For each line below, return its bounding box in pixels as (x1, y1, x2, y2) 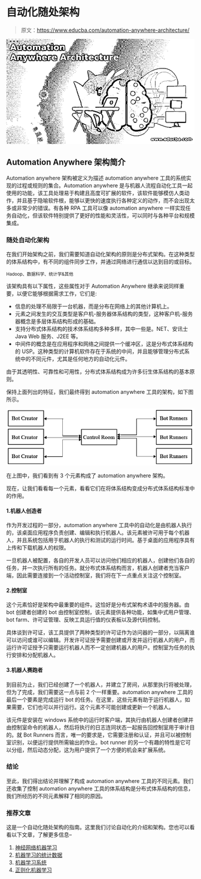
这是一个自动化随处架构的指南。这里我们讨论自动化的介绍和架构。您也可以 (6, 824, 190, 831)
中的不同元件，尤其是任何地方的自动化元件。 (20, 355, 130, 363)
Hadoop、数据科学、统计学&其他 (6, 271, 74, 277)
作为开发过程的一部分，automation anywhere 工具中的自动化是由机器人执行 (6, 522, 193, 529)
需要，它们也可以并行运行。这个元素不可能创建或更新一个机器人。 (11, 703, 174, 710)
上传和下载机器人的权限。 (6, 544, 69, 551)
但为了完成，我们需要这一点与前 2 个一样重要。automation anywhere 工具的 (6, 688, 193, 695)
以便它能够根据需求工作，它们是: (16, 290, 98, 297)
